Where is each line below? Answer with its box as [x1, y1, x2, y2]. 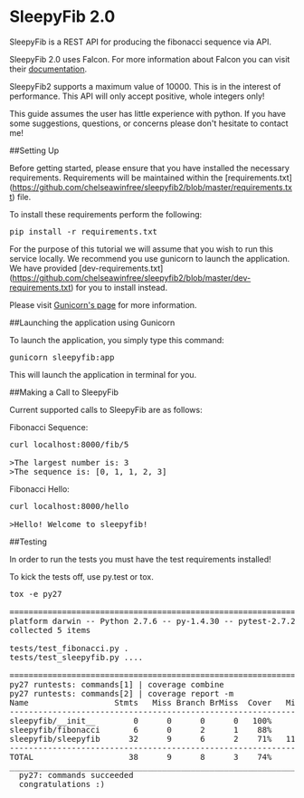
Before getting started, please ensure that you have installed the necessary [9, 162, 290, 173]
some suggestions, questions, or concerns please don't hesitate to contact [9, 118, 289, 129]
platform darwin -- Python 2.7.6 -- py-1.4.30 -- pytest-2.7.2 [9, 616, 296, 626]
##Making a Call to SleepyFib [9, 387, 119, 398]
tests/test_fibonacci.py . [9, 643, 129, 653]
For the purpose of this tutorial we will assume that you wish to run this [9, 243, 274, 255]
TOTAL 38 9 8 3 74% [9, 752, 272, 762]
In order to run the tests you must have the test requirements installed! [9, 553, 271, 564]
